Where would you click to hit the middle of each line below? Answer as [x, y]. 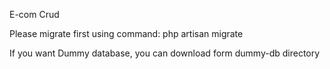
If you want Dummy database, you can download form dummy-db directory [165, 53]
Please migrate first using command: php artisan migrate [126, 33]
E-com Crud [34, 14]
